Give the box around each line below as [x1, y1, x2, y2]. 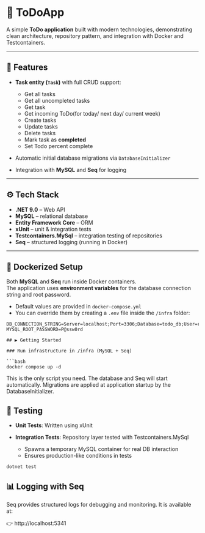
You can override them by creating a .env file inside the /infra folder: [15, 309, 190, 317]
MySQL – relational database [15, 212, 88, 220]
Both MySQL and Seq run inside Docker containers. [6, 278, 137, 285]
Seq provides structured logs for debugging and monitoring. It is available [6, 501, 192, 508]
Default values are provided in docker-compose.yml [15, 303, 142, 310]
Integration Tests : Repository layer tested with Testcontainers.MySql [15, 434, 189, 441]
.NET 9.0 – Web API [15, 206, 65, 213]
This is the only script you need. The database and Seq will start [6, 375, 168, 382]
